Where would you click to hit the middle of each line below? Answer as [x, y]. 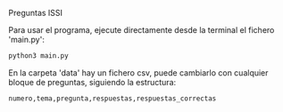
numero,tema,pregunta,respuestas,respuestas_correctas [112, 98]
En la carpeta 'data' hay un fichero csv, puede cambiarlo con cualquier [138, 72]
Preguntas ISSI [36, 13]
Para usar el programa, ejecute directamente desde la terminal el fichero [141, 30]
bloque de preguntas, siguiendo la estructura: [92, 82]
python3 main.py [38, 56]
